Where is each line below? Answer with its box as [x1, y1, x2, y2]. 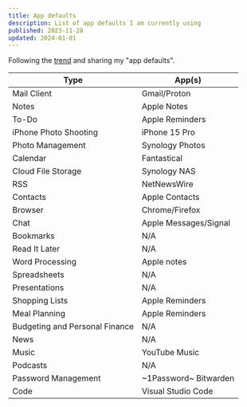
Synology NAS [141, 166, 197, 177]
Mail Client [12, 88, 52, 100]
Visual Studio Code [141, 385, 214, 397]
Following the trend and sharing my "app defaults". [8, 56, 175, 65]
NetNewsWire [141, 178, 194, 190]
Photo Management [12, 140, 86, 151]
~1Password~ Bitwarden [141, 373, 235, 384]
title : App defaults [8, 11, 77, 20]
